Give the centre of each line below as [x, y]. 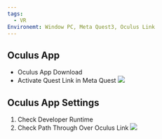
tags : [15, 14]
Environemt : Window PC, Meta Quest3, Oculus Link [81, 27]
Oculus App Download [50, 72]
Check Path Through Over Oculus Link [73, 128]
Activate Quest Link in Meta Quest [67, 81]
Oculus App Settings [53, 102]
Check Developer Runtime [55, 119]
